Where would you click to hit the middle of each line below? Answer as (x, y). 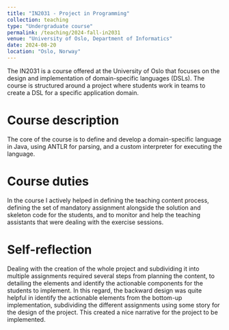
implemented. (26, 319)
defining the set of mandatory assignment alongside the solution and (104, 207)
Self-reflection (50, 249)
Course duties (48, 181)
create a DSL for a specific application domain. (73, 92)
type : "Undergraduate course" (50, 26)
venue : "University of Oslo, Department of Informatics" (90, 39)
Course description (63, 121)
